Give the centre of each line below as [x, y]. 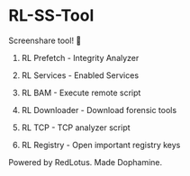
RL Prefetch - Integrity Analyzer [80, 57]
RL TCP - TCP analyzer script [76, 128]
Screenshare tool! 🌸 [45, 40]
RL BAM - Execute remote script [81, 92]
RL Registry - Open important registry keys [101, 145]
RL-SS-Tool [51, 16]
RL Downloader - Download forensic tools [99, 110]
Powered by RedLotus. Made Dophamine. [86, 162]
